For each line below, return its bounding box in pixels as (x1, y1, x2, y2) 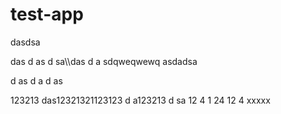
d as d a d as (10, 74, 63, 87)
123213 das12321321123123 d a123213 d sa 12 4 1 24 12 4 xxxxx (10, 94, 271, 106)
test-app (10, 3, 84, 26)
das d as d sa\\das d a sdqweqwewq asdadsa (10, 55, 198, 67)
